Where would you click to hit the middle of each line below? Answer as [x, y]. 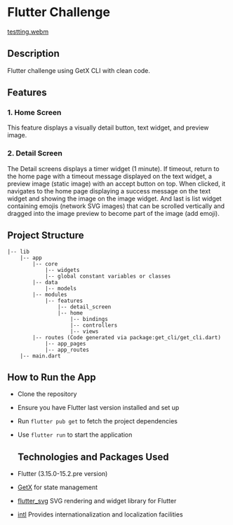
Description [33, 54]
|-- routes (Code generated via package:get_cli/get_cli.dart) [127, 337]
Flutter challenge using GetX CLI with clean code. [79, 70]
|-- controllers [94, 325]
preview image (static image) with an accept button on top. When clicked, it [116, 184]
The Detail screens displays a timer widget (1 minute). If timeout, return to [113, 168]
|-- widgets [62, 270]
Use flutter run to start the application [75, 435]
